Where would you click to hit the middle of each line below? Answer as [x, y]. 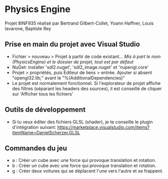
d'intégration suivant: [34, 127]
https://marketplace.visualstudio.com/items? [103, 127]
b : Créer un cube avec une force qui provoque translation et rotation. [84, 166]
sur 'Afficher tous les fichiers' [43, 94]
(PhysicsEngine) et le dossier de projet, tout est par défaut [73, 62]
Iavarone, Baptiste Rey [28, 28]
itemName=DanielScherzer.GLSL [46, 132]
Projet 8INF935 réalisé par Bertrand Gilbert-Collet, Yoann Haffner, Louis [79, 23]
